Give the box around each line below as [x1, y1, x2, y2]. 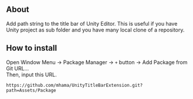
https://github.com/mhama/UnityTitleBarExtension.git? [6, 82, 143, 88]
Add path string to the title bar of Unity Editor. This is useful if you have [6, 20, 178, 27]
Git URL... [6, 65, 29, 72]
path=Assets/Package [6, 87, 57, 93]
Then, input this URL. [6, 71, 57, 78]
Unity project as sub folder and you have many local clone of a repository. [6, 26, 185, 33]
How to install [6, 43, 57, 53]
